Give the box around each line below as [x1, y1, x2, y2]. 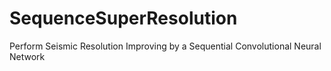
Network [9, 50, 46, 62]
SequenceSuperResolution [9, 7, 238, 30]
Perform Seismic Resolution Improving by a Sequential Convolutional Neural [9, 40, 322, 52]
